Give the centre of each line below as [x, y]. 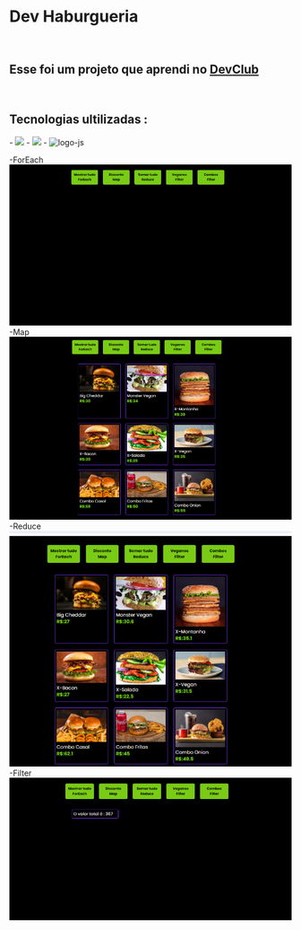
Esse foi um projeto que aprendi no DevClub [134, 70]
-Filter [21, 773]
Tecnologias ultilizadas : [78, 120]
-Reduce [26, 526]
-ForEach [26, 160]
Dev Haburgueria [74, 17]
